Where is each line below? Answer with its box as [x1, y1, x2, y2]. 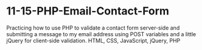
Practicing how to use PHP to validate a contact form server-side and [6, 24, 180, 31]
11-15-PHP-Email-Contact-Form [6, 4, 169, 18]
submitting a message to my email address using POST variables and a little [6, 30, 197, 37]
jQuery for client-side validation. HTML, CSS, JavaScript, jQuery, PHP [6, 37, 181, 44]
